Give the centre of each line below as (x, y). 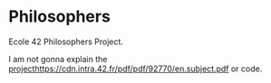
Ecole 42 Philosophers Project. (66, 41)
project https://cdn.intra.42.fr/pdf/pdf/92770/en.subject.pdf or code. (135, 69)
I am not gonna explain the (58, 59)
